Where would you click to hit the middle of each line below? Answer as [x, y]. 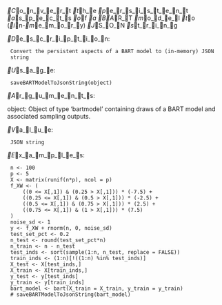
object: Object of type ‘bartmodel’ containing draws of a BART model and [111, 109]
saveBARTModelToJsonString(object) [61, 83]
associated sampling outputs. [49, 116]
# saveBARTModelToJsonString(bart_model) [70, 295]
